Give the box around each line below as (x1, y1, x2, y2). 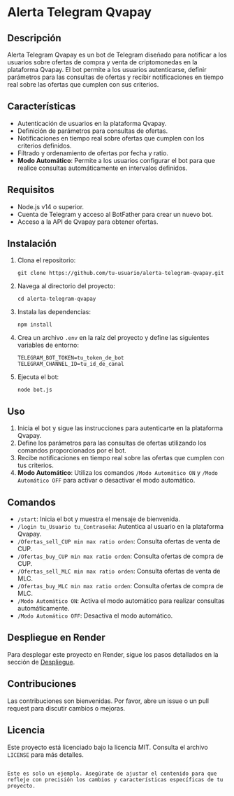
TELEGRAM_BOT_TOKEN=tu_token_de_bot (17, 355, 124, 362)
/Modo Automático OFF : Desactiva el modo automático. (17, 611, 173, 620)
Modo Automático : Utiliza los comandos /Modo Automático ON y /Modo (17, 469, 218, 477)
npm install (17, 321, 52, 329)
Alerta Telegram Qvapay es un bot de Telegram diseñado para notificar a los (7, 50, 227, 59)
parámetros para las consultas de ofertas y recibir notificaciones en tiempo (7, 73, 224, 81)
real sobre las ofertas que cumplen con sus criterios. (7, 80, 159, 88)
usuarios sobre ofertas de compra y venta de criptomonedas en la (7, 58, 198, 66)
